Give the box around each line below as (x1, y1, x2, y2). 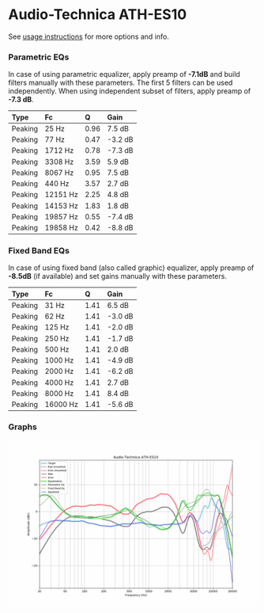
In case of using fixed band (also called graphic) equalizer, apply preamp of (8, 263, 255, 272)
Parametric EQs (8, 51, 70, 63)
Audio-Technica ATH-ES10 (8, 6, 187, 24)
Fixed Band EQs (8, 245, 70, 256)
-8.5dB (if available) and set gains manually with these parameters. (8, 272, 228, 281)
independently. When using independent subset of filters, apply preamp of (8, 86, 251, 96)
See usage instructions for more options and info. (8, 32, 170, 41)
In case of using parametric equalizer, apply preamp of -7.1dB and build (8, 70, 241, 79)
